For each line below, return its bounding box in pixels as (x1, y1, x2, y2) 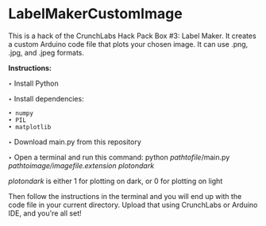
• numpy (8, 109, 34, 117)
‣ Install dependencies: (8, 94, 85, 103)
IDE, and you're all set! (8, 208, 82, 218)
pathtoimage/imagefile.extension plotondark (8, 160, 155, 170)
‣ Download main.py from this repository (8, 136, 141, 147)
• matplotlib (8, 123, 52, 131)
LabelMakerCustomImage (8, 5, 183, 23)
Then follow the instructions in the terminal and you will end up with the (8, 191, 242, 201)
